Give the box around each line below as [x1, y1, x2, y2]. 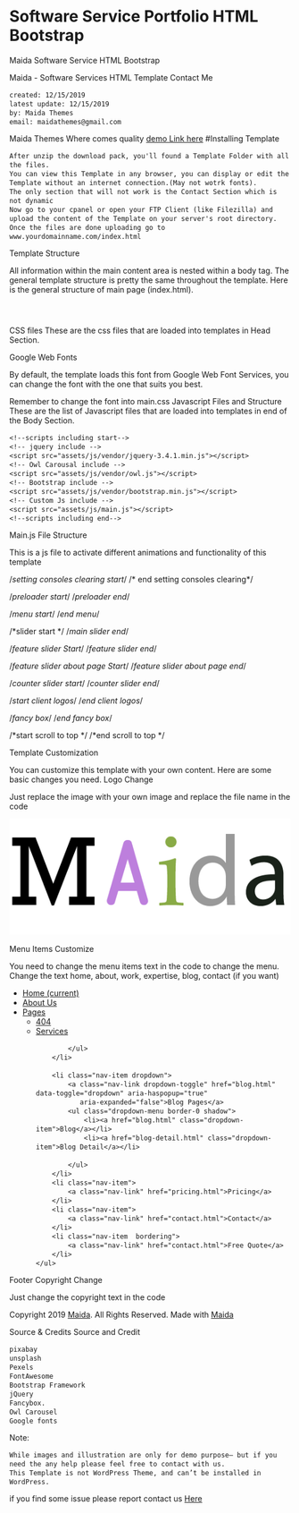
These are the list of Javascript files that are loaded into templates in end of [9, 405, 287, 416]
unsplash [9, 1354, 42, 1363]
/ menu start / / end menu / [9, 608, 100, 619]
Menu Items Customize [9, 943, 95, 954]
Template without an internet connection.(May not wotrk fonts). [9, 178, 257, 187]
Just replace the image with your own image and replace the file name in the [9, 791, 291, 802]
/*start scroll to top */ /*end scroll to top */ [9, 729, 165, 740]
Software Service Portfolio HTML [9, 6, 259, 27]
